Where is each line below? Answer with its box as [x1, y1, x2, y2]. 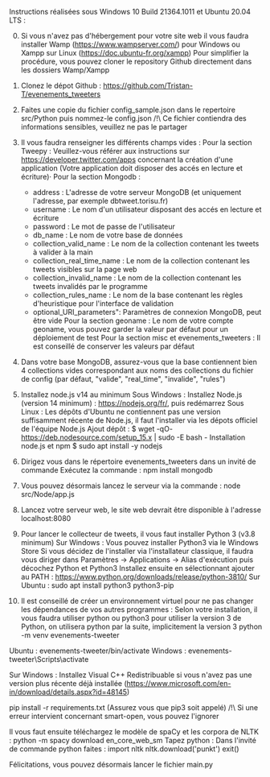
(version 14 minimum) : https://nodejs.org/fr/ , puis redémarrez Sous [20, 399, 244, 407]
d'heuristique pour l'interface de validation [32, 299, 174, 308]
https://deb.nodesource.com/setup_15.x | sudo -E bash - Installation [20, 432, 246, 442]
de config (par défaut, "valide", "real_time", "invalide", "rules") [20, 374, 226, 383]
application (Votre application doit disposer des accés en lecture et [20, 163, 243, 172]
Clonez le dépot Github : [20, 81, 101, 90]
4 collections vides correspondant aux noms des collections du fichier [20, 366, 254, 375]
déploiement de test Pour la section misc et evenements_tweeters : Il [32, 333, 260, 342]
